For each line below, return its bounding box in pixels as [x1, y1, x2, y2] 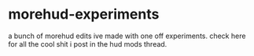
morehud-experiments [8, 5, 160, 23]
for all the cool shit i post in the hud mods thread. [8, 39, 167, 48]
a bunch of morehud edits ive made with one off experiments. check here [8, 31, 246, 40]
